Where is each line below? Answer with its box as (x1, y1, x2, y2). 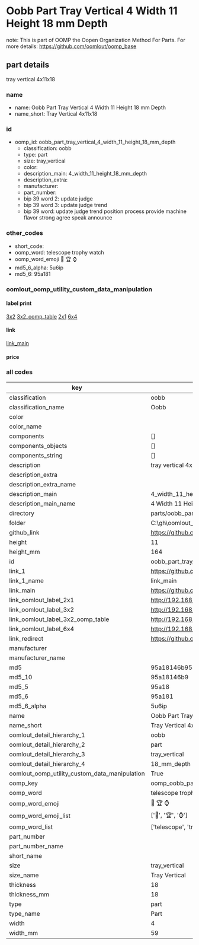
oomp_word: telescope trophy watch (14, 249, 105, 256)
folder (9, 518, 26, 527)
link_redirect (9, 634, 44, 642)
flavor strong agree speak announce (23, 214, 113, 221)
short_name (9, 851, 43, 860)
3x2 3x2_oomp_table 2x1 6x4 (6, 313, 78, 320)
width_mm (9, 928, 38, 937)
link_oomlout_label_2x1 (9, 596, 75, 604)
